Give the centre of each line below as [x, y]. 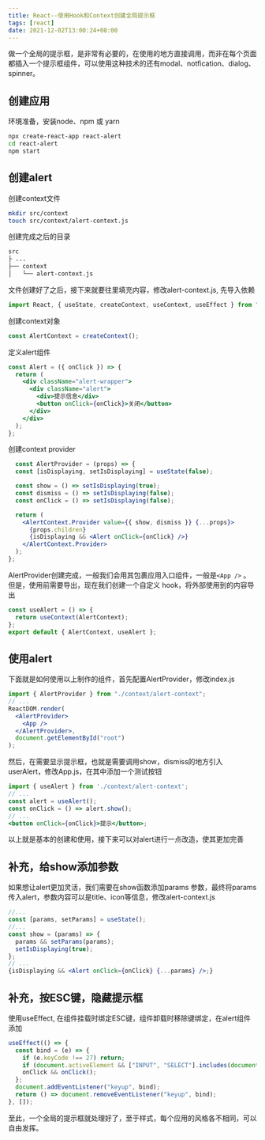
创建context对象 [34, 320]
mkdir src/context [38, 213]
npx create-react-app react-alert [65, 136]
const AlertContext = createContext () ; [74, 336]
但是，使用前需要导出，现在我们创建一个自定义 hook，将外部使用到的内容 [128, 585]
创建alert [30, 178]
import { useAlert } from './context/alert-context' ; [99, 787]
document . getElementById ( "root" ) [70, 738]
